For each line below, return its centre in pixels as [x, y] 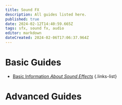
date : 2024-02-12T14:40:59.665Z [39, 24]
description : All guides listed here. [46, 14]
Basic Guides [33, 62]
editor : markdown [23, 33]
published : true [22, 19]
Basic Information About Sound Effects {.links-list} [65, 76]
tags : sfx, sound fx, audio [35, 28]
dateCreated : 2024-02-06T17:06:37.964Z [47, 38]
